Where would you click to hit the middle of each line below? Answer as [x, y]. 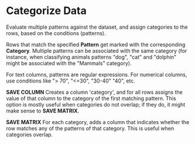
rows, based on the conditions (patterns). [56, 33]
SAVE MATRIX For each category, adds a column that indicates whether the [98, 122]
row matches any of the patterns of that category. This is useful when [90, 128]
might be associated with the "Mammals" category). [69, 63]
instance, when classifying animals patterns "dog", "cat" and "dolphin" [91, 57]
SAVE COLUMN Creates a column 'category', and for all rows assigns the [94, 92]
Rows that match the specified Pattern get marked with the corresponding [96, 44]
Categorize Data [46, 11]
